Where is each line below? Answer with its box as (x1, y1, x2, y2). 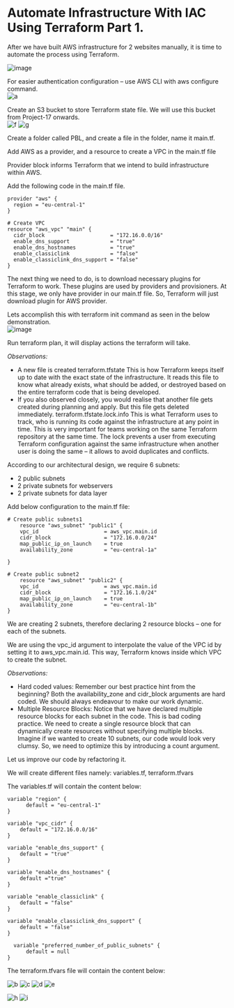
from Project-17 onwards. (7, 113, 80, 121)
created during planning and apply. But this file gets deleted (17, 402, 189, 411)
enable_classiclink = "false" (13, 250, 139, 257)
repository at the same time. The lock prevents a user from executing (17, 432, 216, 441)
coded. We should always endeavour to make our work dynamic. (17, 697, 204, 705)
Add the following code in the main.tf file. (7, 181, 125, 190)
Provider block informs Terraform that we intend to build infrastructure (7, 160, 209, 169)
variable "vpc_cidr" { (7, 820, 73, 827)
